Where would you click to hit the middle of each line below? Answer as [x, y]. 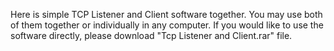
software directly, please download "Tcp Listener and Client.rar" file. [151, 35]
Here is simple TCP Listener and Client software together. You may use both [166, 14]
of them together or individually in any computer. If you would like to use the [167, 25]
